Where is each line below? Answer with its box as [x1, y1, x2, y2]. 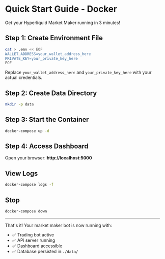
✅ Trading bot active [12, 232, 54, 237]
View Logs [5, 169, 38, 178]
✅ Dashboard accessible [12, 243, 63, 249]
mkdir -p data [5, 102, 34, 107]
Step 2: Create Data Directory [5, 89, 97, 97]
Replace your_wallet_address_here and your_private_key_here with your [5, 70, 152, 76]
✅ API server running [12, 237, 55, 243]
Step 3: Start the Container [5, 115, 89, 124]
